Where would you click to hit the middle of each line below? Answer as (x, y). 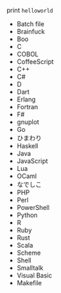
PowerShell (33, 208)
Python (27, 215)
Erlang (26, 99)
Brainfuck (30, 32)
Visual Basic (34, 275)
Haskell (27, 146)
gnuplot (28, 122)
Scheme (29, 253)
